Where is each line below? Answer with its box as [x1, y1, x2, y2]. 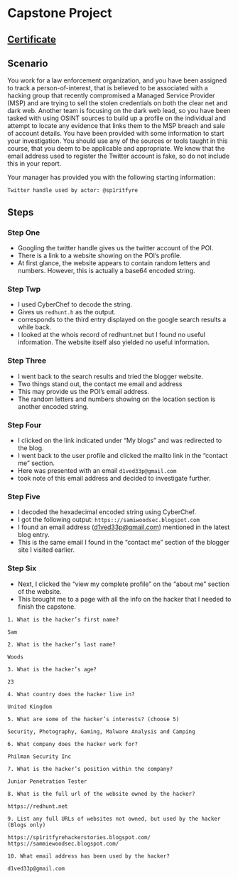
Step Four [7, 420, 42, 430]
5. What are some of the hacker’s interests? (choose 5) [7, 715, 180, 723]
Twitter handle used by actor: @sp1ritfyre [7, 187, 139, 194]
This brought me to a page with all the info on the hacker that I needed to [17, 595, 232, 603]
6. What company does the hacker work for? [7, 740, 139, 747]
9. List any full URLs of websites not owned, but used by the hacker [7, 815, 221, 822]
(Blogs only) [7, 821, 46, 829]
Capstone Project [7, 5, 112, 21]
